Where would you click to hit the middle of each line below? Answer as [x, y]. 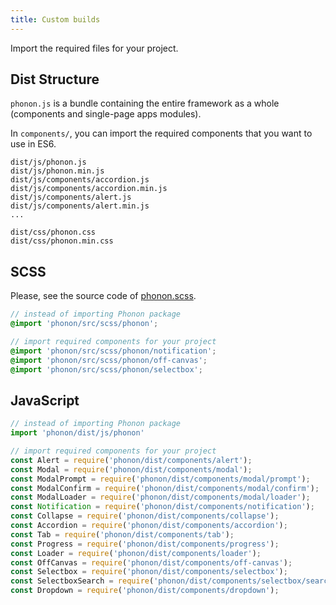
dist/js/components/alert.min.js [80, 206]
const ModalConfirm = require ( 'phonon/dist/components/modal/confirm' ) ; [165, 488]
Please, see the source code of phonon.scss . [103, 296]
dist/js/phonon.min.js [57, 171]
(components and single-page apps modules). [106, 114]
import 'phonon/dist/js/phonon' [77, 433]
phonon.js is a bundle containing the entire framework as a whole [145, 103]
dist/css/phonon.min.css [62, 241]
